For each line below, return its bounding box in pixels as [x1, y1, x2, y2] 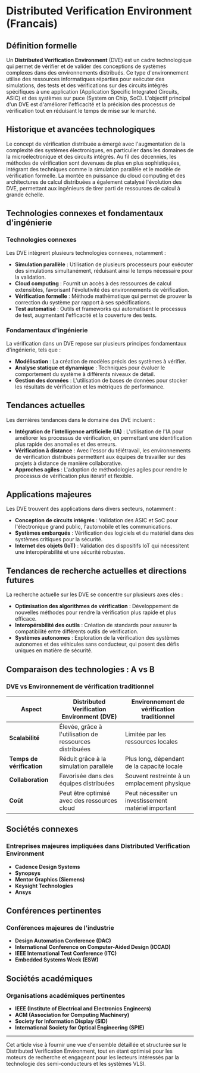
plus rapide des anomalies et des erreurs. [14, 440, 117, 448]
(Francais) [6, 17, 58, 30]
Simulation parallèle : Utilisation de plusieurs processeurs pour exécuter [14, 261, 193, 268]
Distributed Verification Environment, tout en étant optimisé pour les [6, 1047, 173, 1054]
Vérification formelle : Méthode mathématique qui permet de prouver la [14, 292, 192, 300]
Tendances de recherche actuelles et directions [6, 566, 187, 576]
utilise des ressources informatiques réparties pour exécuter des [6, 76, 165, 82]
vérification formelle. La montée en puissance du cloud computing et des [6, 172, 186, 179]
